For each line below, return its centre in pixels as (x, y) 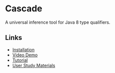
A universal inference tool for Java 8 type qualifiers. (58, 22)
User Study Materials (34, 65)
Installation (23, 49)
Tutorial (20, 60)
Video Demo (25, 55)
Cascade (24, 9)
